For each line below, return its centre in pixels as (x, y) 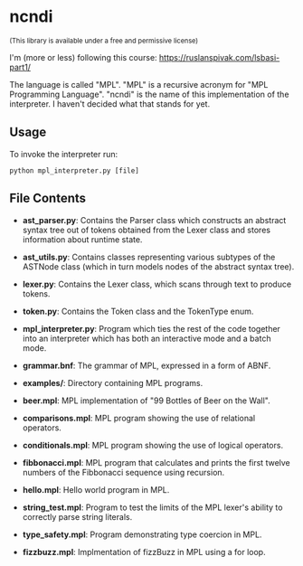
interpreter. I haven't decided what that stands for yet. (110, 104)
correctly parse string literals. (77, 516)
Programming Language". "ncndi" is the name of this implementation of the (149, 94)
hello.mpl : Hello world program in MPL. (96, 489)
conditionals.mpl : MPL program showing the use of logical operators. (152, 445)
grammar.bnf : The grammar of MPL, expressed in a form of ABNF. (147, 365)
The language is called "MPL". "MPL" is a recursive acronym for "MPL (139, 84)
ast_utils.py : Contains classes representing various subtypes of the (149, 257)
